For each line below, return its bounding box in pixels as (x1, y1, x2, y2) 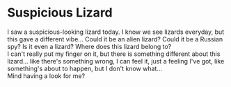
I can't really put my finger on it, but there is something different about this (7, 50, 221, 58)
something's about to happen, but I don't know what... (7, 64, 162, 72)
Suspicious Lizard (7, 5, 113, 21)
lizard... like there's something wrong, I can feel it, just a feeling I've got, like (7, 57, 225, 65)
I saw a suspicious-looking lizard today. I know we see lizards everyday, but (7, 28, 225, 36)
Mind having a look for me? (7, 71, 86, 80)
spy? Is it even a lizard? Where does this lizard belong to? (7, 42, 172, 50)
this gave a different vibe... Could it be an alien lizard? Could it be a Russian (7, 35, 223, 43)
